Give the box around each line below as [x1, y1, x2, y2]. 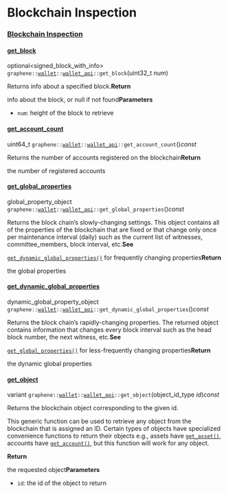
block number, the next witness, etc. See [7, 333, 122, 341]
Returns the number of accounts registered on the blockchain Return [7, 153, 201, 161]
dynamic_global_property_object [7, 297, 100, 306]
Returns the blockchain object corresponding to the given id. [7, 404, 179, 412]
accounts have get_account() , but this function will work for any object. [7, 439, 209, 447]
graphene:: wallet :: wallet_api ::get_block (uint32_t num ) [7, 69, 168, 77]
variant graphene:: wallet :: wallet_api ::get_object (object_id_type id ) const [7, 390, 220, 399]
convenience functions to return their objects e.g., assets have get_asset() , [7, 431, 222, 440]
